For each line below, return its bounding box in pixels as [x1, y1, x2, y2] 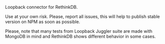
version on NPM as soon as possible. [5, 19, 80, 24]
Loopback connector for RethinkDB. [5, 4, 78, 10]
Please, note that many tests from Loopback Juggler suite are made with [5, 28, 153, 34]
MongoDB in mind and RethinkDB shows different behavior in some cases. [5, 34, 156, 39]
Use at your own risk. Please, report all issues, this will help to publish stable [5, 14, 160, 19]
